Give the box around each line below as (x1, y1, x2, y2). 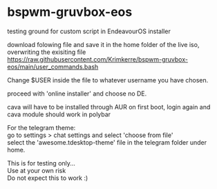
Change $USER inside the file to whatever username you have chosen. (7, 75, 209, 84)
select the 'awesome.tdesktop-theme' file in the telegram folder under (7, 138, 207, 146)
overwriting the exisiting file (7, 48, 86, 56)
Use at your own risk (7, 166, 66, 174)
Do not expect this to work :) (7, 174, 88, 182)
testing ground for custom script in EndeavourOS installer (7, 27, 171, 35)
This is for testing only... (7, 159, 76, 167)
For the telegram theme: (7, 123, 76, 132)
